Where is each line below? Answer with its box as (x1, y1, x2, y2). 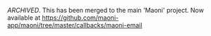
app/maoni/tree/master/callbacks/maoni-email (7, 21, 143, 29)
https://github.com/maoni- (42, 13, 119, 22)
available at (7, 13, 41, 22)
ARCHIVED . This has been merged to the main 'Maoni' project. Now (7, 6, 205, 14)
